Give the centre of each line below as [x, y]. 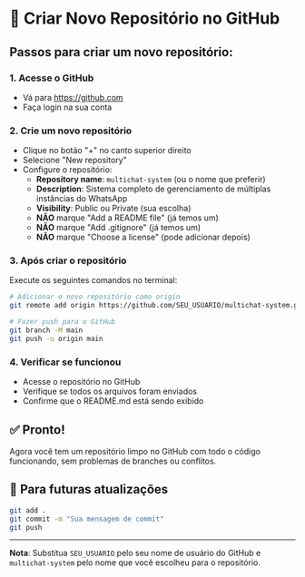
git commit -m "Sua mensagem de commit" [87, 519]
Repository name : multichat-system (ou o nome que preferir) [151, 180]
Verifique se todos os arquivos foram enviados [110, 391]
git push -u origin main [56, 338]
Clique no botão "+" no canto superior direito [107, 151]
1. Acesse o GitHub [52, 78]
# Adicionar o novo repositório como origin [95, 297]
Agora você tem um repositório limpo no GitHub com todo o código [135, 451]
